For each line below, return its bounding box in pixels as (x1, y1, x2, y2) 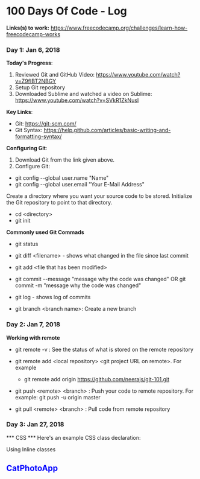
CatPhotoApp (6, 463, 58, 474)
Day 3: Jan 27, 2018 (6, 420, 64, 429)
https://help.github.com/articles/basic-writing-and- (43, 127, 171, 134)
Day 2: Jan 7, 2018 (6, 320, 60, 329)
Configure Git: (14, 163, 50, 170)
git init (14, 217, 31, 224)
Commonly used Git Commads (6, 229, 84, 236)
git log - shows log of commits (14, 294, 91, 301)
